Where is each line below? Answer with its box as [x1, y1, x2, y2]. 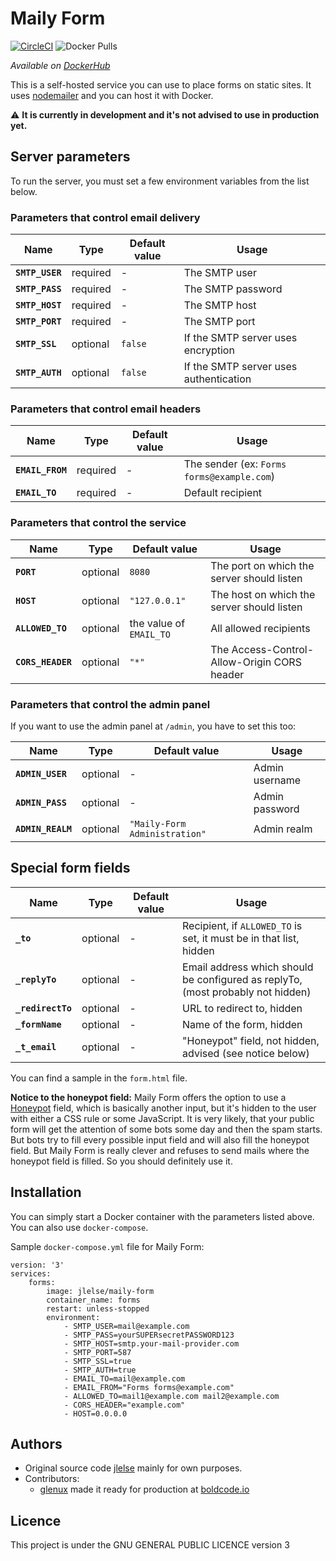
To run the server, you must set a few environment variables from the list [10, 175, 310, 187]
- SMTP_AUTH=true [63, 1365, 137, 1375]
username [253, 773, 302, 787]
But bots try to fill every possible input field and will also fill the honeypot [10, 1133, 310, 1146]
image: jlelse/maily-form [46, 1286, 155, 1296]
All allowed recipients [210, 621, 311, 635]
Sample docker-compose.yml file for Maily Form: [10, 1240, 205, 1252]
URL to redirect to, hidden [182, 1001, 303, 1015]
